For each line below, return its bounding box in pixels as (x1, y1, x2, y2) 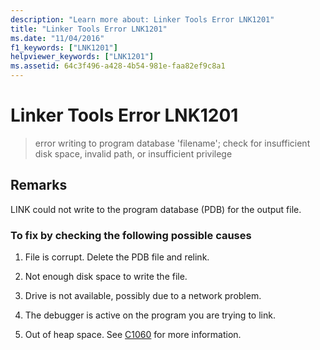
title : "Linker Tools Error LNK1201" (10, 24, 168, 34)
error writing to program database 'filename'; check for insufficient (34, 137, 311, 149)
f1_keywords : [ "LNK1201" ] (10, 42, 118, 53)
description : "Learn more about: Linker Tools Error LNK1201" (10, 14, 275, 25)
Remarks (10, 177, 68, 194)
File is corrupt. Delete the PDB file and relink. (24, 251, 210, 263)
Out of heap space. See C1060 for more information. (24, 329, 242, 341)
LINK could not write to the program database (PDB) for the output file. (10, 203, 302, 215)
